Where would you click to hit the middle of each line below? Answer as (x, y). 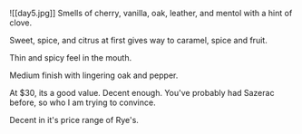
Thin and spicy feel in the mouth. (71, 57)
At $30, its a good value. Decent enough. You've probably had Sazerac (142, 93)
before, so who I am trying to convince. (83, 102)
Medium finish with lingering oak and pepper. (94, 75)
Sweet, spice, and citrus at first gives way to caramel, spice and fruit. (138, 40)
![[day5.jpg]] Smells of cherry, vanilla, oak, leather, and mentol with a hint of (151, 13)
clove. (21, 23)
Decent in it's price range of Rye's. (74, 120)
